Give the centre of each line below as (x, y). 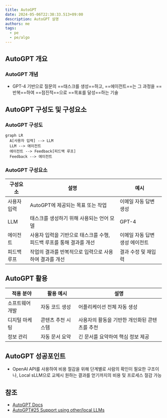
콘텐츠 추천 (53, 320)
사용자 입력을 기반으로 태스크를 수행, (70, 235)
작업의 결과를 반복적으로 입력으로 (66, 252)
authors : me (17, 24)
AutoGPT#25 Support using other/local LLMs (58, 410)
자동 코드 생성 (56, 307)
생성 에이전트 (134, 242)
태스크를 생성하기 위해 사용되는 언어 (69, 218)
